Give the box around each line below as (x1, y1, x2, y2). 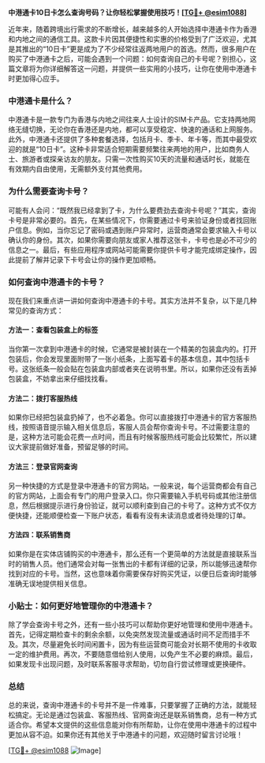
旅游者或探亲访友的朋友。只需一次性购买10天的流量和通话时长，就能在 (21, 154, 251, 164)
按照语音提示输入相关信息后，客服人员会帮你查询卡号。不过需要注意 (21, 423, 243, 432)
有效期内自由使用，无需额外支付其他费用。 (8, 164, 147, 174)
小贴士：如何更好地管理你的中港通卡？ (8, 600, 154, 611)
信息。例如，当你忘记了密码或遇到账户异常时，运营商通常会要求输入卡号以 (14, 225, 257, 235)
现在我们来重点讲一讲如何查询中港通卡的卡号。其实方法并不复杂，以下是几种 (8, 295, 257, 305)
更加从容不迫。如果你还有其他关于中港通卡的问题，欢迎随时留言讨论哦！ (8, 730, 243, 739)
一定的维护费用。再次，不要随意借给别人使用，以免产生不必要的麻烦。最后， (8, 649, 257, 659)
